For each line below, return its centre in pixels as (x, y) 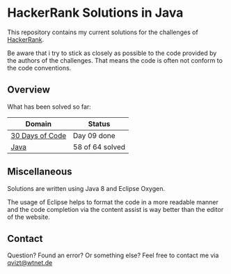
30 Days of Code (39, 135)
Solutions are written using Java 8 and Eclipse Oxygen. (86, 188)
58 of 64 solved (99, 146)
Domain (39, 123)
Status (99, 123)
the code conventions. (39, 68)
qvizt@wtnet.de (30, 263)
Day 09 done (94, 135)
